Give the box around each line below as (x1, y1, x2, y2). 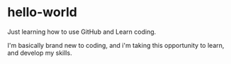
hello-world (7, 4, 78, 20)
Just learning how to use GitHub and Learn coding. (7, 27, 157, 36)
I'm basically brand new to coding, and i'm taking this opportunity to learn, (7, 41, 225, 49)
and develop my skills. (7, 49, 72, 57)
